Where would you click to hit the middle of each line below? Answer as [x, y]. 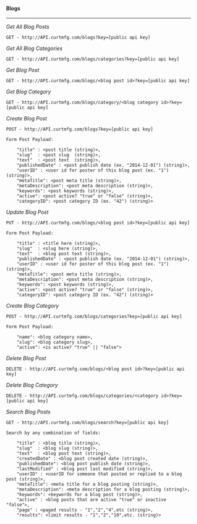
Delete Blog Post [26, 358]
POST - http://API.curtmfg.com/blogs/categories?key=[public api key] [94, 317]
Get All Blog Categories [34, 48]
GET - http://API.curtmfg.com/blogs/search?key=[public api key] [87, 423]
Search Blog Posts [28, 412]
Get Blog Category [29, 92]
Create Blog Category [33, 306]
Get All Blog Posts [28, 27]
